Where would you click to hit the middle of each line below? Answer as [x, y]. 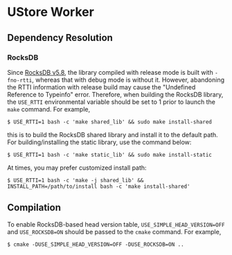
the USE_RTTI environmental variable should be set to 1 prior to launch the [111, 102]
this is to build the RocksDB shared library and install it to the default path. [113, 134]
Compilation [34, 208]
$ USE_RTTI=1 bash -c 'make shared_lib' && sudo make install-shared [110, 122]
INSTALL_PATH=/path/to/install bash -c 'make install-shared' [99, 186]
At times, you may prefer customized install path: [77, 168]
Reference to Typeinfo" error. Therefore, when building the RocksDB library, [115, 94]
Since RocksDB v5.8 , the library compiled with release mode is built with [110, 72]
